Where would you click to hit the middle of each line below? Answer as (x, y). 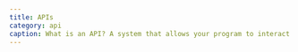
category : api (36, 26)
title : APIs (31, 17)
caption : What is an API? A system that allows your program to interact (150, 33)
